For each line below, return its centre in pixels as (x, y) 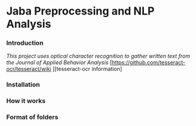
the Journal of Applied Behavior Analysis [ (59, 62)
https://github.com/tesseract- (149, 62)
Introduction (25, 43)
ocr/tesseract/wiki (29, 69)
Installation (23, 85)
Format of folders (32, 118)
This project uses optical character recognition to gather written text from (98, 56)
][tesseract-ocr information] (87, 69)
